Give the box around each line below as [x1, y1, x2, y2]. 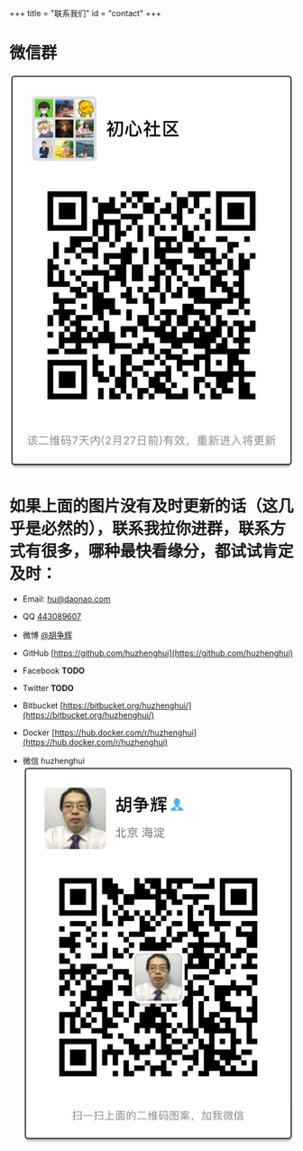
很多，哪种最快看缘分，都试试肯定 [41, 540, 295, 561]
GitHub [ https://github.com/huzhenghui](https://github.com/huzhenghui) [22, 648, 293, 658]
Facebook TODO [22, 666, 86, 677]
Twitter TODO [22, 683, 74, 694]
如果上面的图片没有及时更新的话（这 [9, 495, 279, 516]
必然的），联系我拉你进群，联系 [41, 518, 271, 539]
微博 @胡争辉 [22, 630, 73, 640]
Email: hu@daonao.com [22, 594, 111, 604]
